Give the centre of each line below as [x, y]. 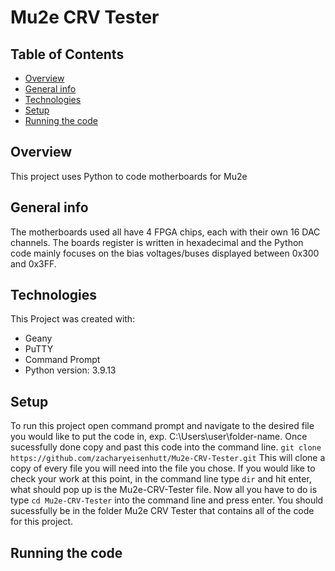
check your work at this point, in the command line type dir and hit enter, [161, 479]
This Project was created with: [73, 319]
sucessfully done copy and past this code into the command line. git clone [166, 447]
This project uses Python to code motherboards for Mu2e [129, 176]
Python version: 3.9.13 [70, 370]
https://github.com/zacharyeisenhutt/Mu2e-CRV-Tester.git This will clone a [168, 458]
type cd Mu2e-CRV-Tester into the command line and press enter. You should [167, 500]
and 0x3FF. [33, 263]
